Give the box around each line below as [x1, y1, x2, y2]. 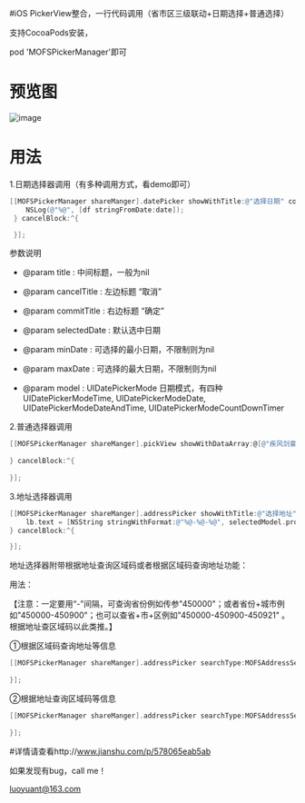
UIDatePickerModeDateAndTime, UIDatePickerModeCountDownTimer [22, 402, 284, 413]
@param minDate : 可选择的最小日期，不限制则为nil [22, 344, 215, 355]
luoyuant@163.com [9, 783, 82, 794]
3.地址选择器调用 [9, 491, 73, 501]
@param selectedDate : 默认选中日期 [22, 325, 161, 336]
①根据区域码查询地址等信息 [9, 640, 116, 651]
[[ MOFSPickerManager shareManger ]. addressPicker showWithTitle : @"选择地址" [9, 509, 297, 518]
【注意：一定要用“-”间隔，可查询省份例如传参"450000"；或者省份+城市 [9, 599, 277, 610]
